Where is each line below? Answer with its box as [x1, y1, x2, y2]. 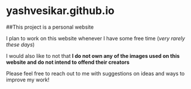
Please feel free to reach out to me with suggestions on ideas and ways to [6, 70, 185, 77]
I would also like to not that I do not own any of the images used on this [6, 52, 180, 59]
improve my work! [6, 76, 50, 83]
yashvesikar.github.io [6, 4, 115, 18]
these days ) [6, 41, 35, 48]
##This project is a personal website [6, 23, 94, 30]
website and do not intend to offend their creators [6, 59, 130, 66]
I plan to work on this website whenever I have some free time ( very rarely [6, 35, 186, 42]
